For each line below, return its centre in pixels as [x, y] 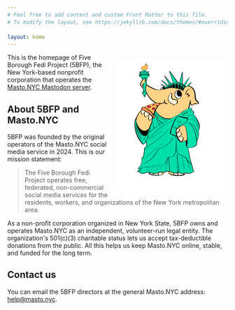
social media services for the [66, 195]
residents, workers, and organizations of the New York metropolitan [122, 202]
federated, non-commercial [64, 188]
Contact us [32, 275]
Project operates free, [56, 180]
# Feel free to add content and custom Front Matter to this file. [108, 15]
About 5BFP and [43, 109]
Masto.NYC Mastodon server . [50, 87]
